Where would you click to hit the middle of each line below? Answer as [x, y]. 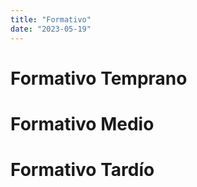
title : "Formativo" [51, 19]
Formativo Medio [82, 123]
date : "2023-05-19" [51, 29]
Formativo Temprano [99, 78]
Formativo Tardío [82, 170]
